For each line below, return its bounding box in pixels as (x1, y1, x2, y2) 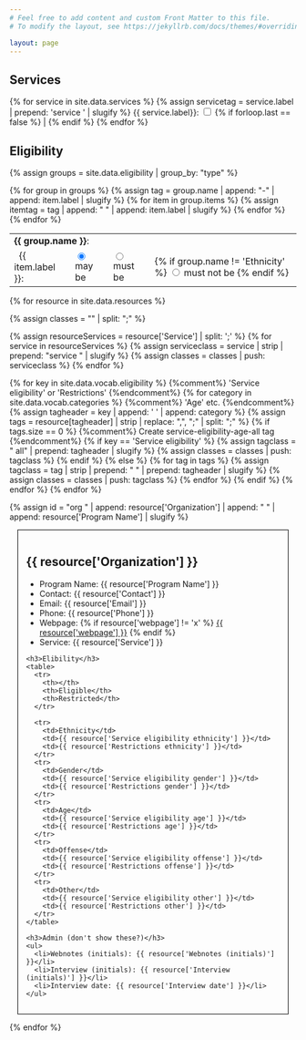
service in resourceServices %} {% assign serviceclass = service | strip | (9, 341, 284, 351)
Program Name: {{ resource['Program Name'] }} (39, 578, 219, 589)
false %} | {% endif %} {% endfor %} (9, 117, 148, 128)
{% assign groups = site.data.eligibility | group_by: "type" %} (9, 168, 239, 178)
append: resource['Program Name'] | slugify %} (9, 511, 189, 522)
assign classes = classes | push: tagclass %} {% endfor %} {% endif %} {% (9, 475, 294, 485)
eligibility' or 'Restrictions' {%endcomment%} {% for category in (9, 387, 252, 397)
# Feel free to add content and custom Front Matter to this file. (9, 13, 271, 23)
